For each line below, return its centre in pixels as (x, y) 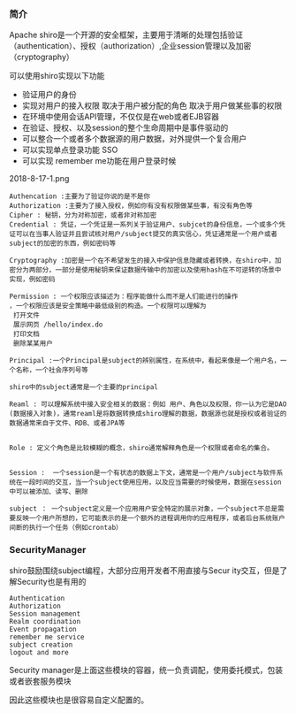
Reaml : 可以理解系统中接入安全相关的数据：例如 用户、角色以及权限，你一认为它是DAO (148, 404)
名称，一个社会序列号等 (52, 370)
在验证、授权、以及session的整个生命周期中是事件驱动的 (125, 128)
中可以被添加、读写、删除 (49, 492)
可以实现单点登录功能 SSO (70, 150)
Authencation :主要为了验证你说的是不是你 (80, 196)
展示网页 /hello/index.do (58, 325)
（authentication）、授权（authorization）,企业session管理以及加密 (130, 46)
